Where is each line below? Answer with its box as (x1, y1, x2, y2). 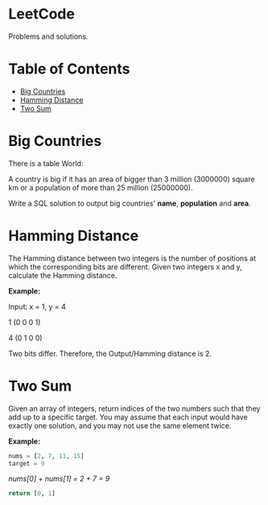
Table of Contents (8, 60, 130, 78)
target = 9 (8, 459, 45, 468)
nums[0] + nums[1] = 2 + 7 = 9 (8, 474, 110, 484)
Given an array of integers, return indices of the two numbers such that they (8, 403, 261, 413)
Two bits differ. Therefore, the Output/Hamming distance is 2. (8, 348, 212, 358)
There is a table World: (8, 158, 84, 168)
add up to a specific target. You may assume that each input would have (8, 412, 248, 422)
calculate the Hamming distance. (8, 270, 118, 280)
